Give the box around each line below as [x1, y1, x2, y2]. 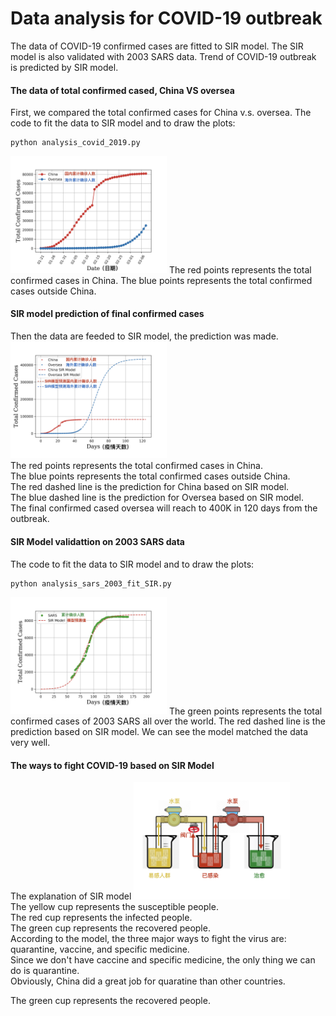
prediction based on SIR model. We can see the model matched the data [10, 726, 309, 738]
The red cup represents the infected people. [10, 911, 193, 923]
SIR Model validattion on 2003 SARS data [10, 535, 185, 547]
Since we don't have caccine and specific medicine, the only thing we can [10, 953, 316, 966]
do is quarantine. [10, 964, 80, 976]
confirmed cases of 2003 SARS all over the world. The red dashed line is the [10, 715, 326, 727]
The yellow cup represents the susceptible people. [10, 900, 219, 912]
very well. [10, 737, 51, 749]
